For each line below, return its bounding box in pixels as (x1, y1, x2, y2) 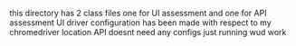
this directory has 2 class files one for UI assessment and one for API (9, 8, 267, 18)
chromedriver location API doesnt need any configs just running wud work (9, 27, 287, 37)
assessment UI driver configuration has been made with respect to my (9, 17, 272, 28)
